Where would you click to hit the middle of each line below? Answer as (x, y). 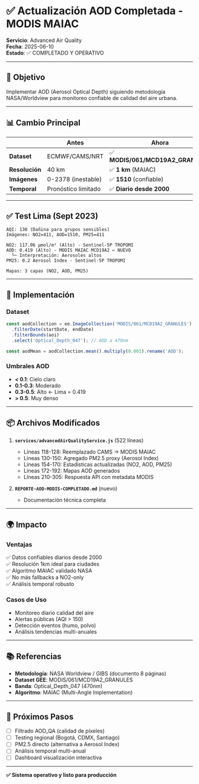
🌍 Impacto (27, 524)
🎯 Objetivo (26, 77)
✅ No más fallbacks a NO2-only (45, 577)
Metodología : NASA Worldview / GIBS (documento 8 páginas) (91, 674)
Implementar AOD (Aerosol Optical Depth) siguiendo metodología (86, 91)
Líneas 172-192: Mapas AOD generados (72, 470)
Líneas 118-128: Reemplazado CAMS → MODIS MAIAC (89, 452)
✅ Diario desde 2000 (139, 189)
